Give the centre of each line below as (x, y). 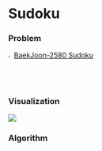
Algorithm (28, 138)
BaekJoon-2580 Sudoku (53, 55)
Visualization (34, 101)
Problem (25, 39)
